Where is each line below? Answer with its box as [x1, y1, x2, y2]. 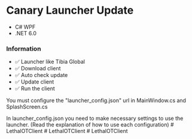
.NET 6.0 [14, 29, 37, 36]
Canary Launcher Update [6, 4, 134, 17]
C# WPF [14, 23, 36, 30]
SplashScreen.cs [6, 103, 48, 110]
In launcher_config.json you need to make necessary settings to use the [6, 115, 184, 122]
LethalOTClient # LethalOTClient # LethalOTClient [6, 128, 128, 135]
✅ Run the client [14, 85, 55, 92]
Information [6, 44, 41, 52]
